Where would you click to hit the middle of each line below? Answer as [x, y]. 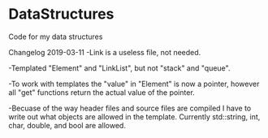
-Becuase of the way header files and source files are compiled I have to [130, 108]
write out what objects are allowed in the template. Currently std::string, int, [134, 116]
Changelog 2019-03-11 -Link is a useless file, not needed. [105, 52]
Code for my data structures [56, 37]
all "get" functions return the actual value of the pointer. [102, 92]
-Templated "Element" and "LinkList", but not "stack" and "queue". [119, 68]
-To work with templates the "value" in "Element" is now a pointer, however [134, 84]
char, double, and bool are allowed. [67, 125]
